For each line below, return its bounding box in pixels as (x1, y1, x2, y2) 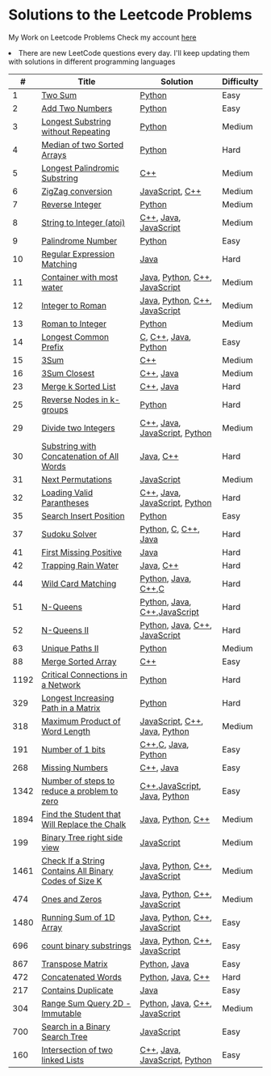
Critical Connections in (41, 669, 127, 680)
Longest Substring (41, 116, 111, 127)
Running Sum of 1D (41, 912, 115, 923)
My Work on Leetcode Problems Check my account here (8, 32, 197, 42)
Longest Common (41, 331, 110, 342)
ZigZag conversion (41, 185, 113, 197)
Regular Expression (41, 248, 115, 260)
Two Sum (41, 89, 77, 100)
